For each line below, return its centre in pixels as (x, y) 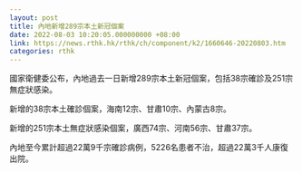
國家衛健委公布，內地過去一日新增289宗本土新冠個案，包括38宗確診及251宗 (151, 79)
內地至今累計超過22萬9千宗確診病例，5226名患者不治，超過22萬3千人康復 (149, 148)
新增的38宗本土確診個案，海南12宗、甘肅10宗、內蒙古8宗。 (120, 109)
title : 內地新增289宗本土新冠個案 (67, 26)
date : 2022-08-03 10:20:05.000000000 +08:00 (95, 34)
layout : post (34, 18)
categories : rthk (42, 52)
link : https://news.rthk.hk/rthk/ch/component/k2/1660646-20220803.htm (147, 43)
